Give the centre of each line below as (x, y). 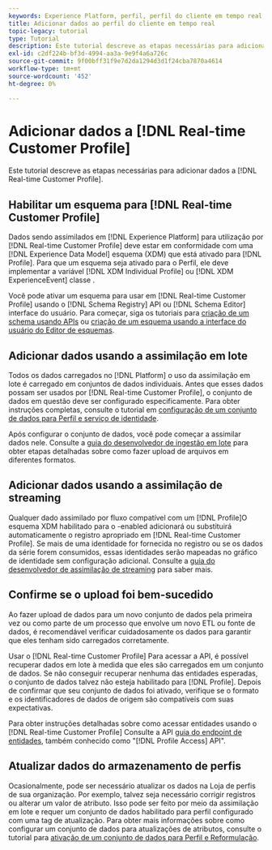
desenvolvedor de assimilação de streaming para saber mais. (110, 569)
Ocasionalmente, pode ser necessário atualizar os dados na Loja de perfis (132, 786)
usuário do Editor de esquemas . (62, 330)
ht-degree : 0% (32, 84)
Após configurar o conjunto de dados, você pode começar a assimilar (125, 434)
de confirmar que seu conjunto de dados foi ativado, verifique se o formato (134, 690)
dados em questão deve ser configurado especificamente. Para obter (124, 401)
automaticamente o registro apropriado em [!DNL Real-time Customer (125, 534)
